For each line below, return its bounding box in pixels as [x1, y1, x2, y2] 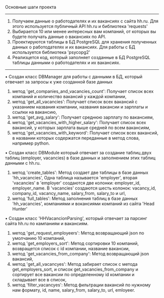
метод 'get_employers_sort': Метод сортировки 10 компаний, [12, 240, 139, 246]
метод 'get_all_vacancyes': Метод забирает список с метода [12, 261, 138, 267]
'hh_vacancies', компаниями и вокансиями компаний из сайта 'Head [12, 201, 155, 207]
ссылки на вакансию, [12, 109, 57, 115]
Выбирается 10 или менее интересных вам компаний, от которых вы [12, 29, 156, 34]
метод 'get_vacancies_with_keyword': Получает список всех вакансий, [12, 130, 159, 136]
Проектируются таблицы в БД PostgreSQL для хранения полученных [12, 39, 157, 44]
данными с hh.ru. [5, 160, 41, 166]
